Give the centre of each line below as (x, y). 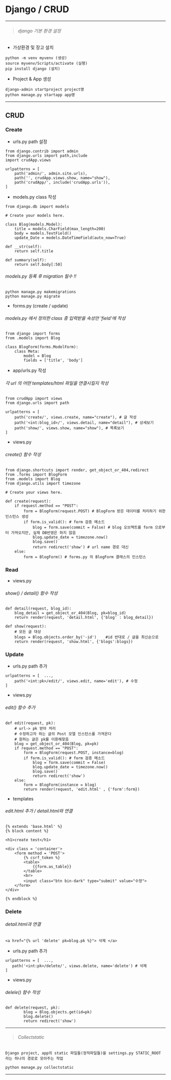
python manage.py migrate (33, 296)
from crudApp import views (34, 399)
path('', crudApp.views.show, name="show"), (62, 178)
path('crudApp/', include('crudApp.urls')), (62, 182)
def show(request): (26, 627)
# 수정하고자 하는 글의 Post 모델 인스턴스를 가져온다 (63, 734)
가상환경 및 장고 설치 (33, 47)
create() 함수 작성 (23, 455)
